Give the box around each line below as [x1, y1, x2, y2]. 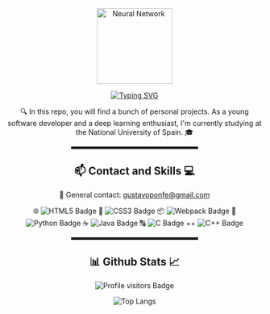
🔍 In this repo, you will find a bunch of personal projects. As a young [20, 107, 249, 116]
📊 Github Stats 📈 [89, 255, 181, 269]
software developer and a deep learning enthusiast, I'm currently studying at [7, 119, 262, 128]
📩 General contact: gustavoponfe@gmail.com [59, 190, 210, 199]
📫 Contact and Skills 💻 [74, 165, 195, 178]
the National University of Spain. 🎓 [75, 128, 194, 136]
